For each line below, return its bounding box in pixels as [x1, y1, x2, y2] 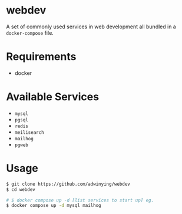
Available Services [6, 90, 99, 104]
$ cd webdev [6, 186, 35, 192]
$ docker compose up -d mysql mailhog [6, 203, 101, 209]
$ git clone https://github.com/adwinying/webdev [6, 181, 131, 187]
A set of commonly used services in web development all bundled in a [6, 23, 177, 30]
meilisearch [14, 129, 44, 136]
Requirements [6, 50, 77, 64]
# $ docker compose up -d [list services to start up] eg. [6, 197, 154, 203]
